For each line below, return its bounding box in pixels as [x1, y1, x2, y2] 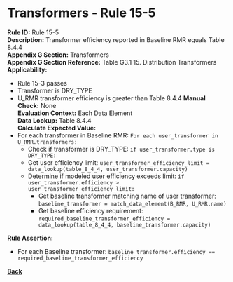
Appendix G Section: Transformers [7, 51, 110, 59]
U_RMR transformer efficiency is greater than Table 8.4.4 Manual [17, 93, 206, 102]
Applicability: [7, 65, 48, 74]
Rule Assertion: [7, 234, 54, 242]
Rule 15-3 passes [17, 79, 68, 87]
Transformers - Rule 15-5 [7, 5, 156, 21]
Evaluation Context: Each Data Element [17, 109, 133, 117]
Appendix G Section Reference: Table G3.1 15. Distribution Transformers [7, 58, 217, 66]
